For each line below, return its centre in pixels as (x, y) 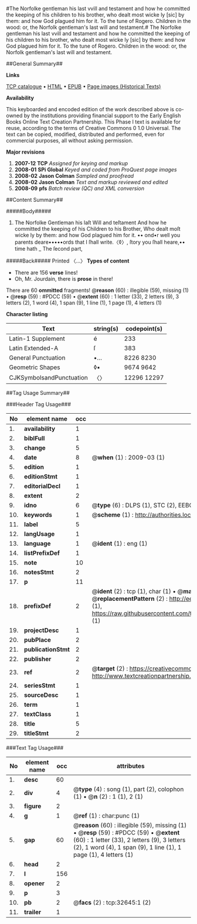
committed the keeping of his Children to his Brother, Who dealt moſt (97, 229)
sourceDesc (41, 695)
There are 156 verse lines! (46, 272)
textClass (38, 714)
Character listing (27, 314)
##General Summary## (34, 64)
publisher (38, 659)
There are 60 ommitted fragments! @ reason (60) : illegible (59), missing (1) (97, 290)
